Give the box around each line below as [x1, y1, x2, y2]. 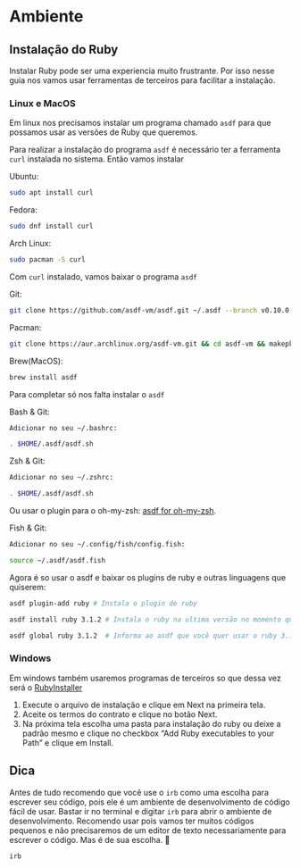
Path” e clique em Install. [21, 737, 114, 747]
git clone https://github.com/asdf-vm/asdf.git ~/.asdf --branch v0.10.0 [9, 305, 290, 314]
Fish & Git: [9, 522, 47, 533]
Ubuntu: [9, 171, 39, 182]
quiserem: [9, 581, 46, 592]
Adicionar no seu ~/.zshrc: [9, 473, 114, 482]
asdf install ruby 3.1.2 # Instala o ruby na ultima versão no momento [9, 614, 281, 624]
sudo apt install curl [9, 188, 94, 197]
